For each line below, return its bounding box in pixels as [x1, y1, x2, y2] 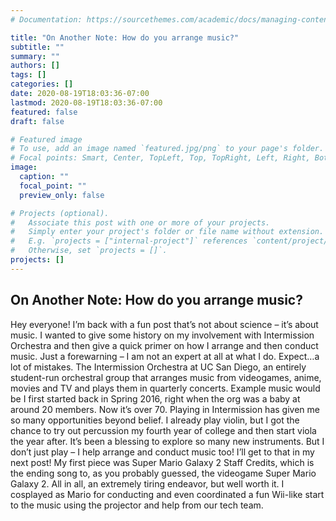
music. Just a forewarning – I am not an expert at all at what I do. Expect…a [10, 350, 320, 362]
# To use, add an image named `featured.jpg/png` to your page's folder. [10, 144, 325, 154]
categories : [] [10, 79, 74, 90]
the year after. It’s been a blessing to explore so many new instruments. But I [10, 435, 325, 447]
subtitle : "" [10, 42, 65, 52]
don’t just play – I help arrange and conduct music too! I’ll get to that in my [10, 446, 315, 458]
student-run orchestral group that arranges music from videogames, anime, [10, 371, 322, 383]
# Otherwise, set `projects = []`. [10, 246, 168, 256]
